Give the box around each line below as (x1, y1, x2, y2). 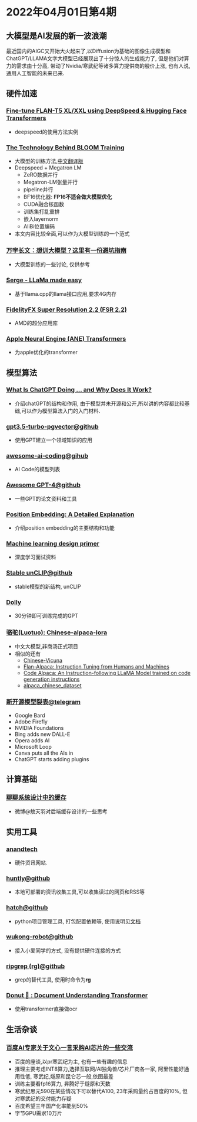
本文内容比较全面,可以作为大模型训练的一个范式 (14, 230, 130, 237)
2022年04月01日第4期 (6, 5, 116, 19)
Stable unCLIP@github (6, 569, 72, 577)
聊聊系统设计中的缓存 (6, 793, 66, 801)
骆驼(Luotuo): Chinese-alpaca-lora (6, 628, 108, 637)
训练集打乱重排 (23, 208, 60, 215)
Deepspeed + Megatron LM (14, 164, 82, 171)
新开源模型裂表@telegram (6, 698, 81, 706)
